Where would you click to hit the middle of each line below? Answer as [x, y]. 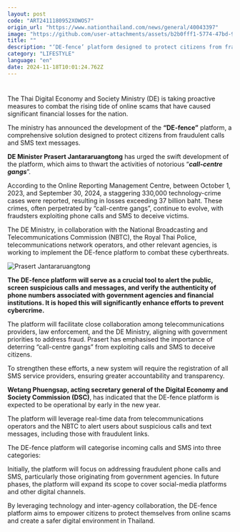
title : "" [22, 41]
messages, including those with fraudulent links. [79, 434]
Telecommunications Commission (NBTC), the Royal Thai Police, [102, 237]
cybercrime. [26, 310]
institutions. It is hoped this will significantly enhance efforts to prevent [116, 302]
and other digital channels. [46, 491]
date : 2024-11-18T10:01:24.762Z [55, 67]
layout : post [27, 14]
